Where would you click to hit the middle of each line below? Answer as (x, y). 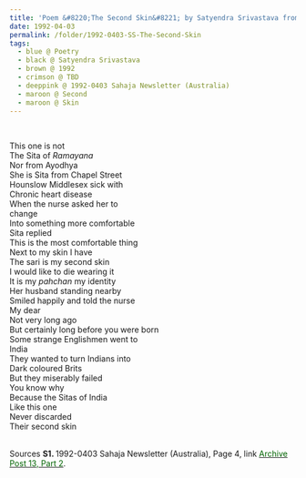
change (24, 214)
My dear (25, 310)
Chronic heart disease (51, 194)
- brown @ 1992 (46, 69)
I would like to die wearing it (62, 272)
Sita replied (31, 233)
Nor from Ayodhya (44, 166)
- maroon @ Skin (48, 102)
